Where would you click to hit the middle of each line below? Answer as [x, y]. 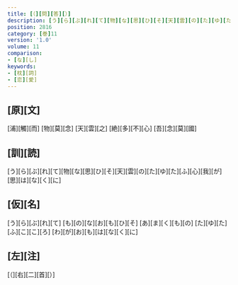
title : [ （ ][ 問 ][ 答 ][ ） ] [39, 14]
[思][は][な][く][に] [34, 180]
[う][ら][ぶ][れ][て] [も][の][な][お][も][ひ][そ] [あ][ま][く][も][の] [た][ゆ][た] [118, 223]
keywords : [22, 66]
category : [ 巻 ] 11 [33, 34]
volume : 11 [23, 47]
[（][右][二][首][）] [31, 274]
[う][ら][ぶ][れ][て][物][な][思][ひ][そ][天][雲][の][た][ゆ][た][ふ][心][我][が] [115, 171]
